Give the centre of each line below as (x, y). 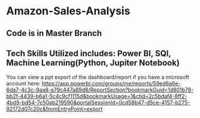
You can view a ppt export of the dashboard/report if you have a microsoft (98, 77)
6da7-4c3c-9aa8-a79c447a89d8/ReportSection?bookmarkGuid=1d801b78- (100, 90)
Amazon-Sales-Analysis (68, 11)
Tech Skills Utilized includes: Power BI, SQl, (89, 53)
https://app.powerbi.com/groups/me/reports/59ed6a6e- (111, 84)
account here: (23, 84)
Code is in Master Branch (54, 33)
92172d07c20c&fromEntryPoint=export (54, 109)
